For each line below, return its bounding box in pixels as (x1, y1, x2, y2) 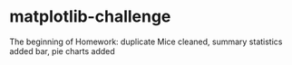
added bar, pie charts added (9, 45, 115, 56)
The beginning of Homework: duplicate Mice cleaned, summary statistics (9, 36, 283, 47)
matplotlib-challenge (9, 6, 171, 27)
